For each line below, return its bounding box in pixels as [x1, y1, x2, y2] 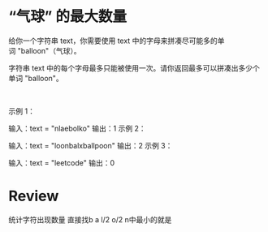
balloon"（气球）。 [20, 45, 81, 55]
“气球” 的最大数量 [8, 7, 128, 26]
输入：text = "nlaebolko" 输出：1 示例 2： [8, 123, 146, 133]
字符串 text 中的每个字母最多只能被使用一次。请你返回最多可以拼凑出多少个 [8, 62, 260, 73]
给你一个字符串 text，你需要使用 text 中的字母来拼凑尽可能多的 [8, 36, 218, 45]
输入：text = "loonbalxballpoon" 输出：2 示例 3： [8, 140, 173, 150]
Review [8, 187, 59, 205]
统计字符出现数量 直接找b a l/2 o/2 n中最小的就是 [8, 214, 172, 224]
